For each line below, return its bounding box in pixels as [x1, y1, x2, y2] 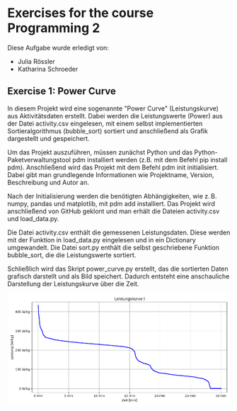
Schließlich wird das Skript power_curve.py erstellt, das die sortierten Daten [7, 264, 229, 273]
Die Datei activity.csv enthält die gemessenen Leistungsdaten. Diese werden [7, 228, 231, 237]
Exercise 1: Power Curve [7, 85, 117, 97]
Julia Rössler [17, 57, 55, 65]
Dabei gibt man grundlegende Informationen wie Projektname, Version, [7, 170, 214, 179]
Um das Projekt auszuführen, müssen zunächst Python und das [7, 147, 193, 157]
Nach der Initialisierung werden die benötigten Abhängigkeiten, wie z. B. [7, 191, 217, 200]
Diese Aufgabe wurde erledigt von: [7, 43, 109, 52]
